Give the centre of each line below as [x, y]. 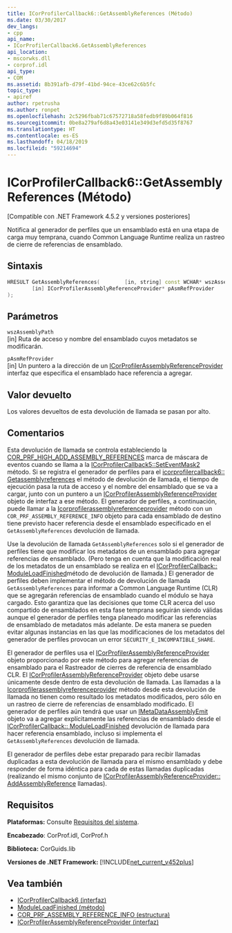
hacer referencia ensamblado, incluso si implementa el [85, 733]
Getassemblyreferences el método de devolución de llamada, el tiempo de [113, 479]
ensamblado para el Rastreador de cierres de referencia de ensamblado [109, 667]
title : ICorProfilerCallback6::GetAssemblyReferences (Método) [100, 13]
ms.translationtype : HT [41, 129]
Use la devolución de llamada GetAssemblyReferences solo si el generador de [116, 544]
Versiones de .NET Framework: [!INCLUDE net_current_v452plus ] [101, 862]
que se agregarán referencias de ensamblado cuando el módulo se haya [110, 595]
